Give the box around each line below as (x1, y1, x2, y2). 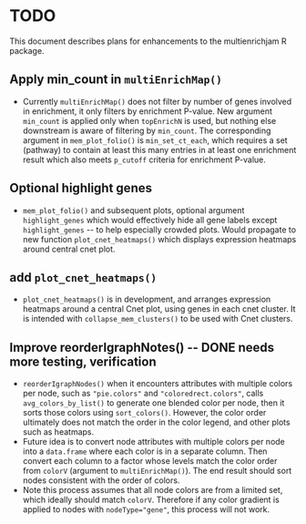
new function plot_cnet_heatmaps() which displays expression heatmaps (22, 233, 297, 244)
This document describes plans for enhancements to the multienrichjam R (9, 36, 287, 46)
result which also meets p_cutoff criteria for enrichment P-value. (22, 154, 267, 165)
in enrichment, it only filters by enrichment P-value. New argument (22, 106, 273, 117)
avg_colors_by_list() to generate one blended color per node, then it (22, 397, 285, 408)
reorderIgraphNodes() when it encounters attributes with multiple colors (22, 378, 293, 389)
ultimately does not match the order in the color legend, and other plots (22, 416, 291, 428)
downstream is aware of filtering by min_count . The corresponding (22, 125, 271, 136)
